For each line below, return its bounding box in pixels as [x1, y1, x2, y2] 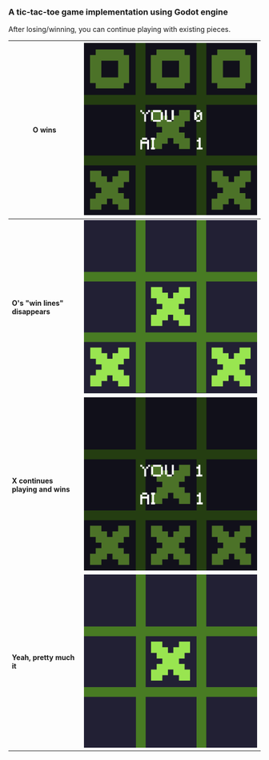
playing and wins [11, 484, 70, 494]
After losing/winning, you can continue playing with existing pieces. [8, 25, 231, 34]
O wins [32, 125, 57, 135]
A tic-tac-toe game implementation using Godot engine [8, 6, 228, 18]
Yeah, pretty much [11, 653, 75, 662]
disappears [11, 307, 50, 316]
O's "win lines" [11, 299, 64, 308]
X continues [11, 476, 54, 485]
